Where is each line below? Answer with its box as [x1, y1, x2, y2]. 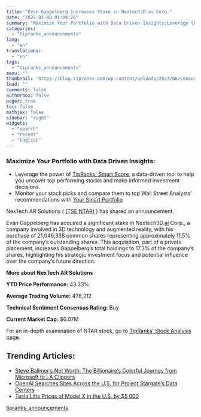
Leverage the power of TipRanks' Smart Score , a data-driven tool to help [14, 170, 194, 178]
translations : [6, 48, 42, 54]
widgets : [6, 121, 28, 127]
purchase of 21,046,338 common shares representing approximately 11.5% [6, 232, 191, 239]
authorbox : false [6, 92, 50, 98]
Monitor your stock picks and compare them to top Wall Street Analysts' [14, 190, 193, 197]
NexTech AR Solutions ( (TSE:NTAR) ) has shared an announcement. [6, 208, 175, 215]
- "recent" [11, 131, 39, 138]
